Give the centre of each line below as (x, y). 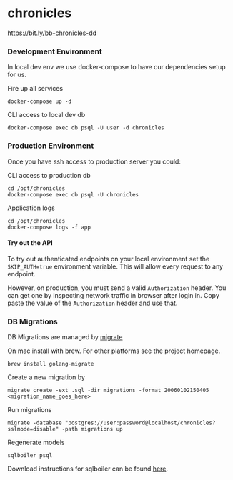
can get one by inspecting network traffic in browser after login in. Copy (114, 295)
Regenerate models (36, 442)
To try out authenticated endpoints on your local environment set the (108, 259)
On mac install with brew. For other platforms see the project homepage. (114, 351)
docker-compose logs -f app (49, 227)
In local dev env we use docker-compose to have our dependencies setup (117, 67)
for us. (17, 75)
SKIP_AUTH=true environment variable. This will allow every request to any (115, 266)
